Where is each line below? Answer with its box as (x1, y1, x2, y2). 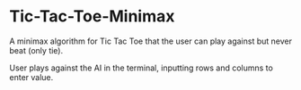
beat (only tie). (9, 45, 64, 55)
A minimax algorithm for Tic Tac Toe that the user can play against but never (9, 36, 292, 46)
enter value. (9, 71, 54, 82)
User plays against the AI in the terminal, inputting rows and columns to (9, 62, 274, 73)
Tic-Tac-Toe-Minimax (9, 6, 175, 27)
